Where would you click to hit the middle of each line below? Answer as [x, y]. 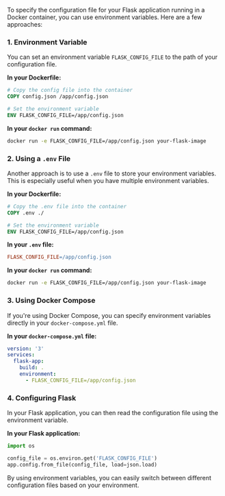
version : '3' [26, 349]
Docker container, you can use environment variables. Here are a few [105, 17]
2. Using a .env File [39, 158]
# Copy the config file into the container [70, 90]
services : [21, 355]
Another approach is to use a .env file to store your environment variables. [112, 173]
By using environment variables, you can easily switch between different [109, 478]
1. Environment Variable [47, 42]
